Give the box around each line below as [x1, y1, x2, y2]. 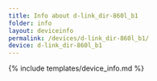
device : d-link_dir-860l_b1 [8, 42, 103, 50]
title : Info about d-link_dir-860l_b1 [8, 11, 138, 20]
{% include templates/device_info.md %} [8, 63, 145, 73]
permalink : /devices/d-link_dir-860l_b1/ [8, 34, 150, 43]
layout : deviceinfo [8, 26, 74, 34]
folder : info [8, 19, 52, 27]
